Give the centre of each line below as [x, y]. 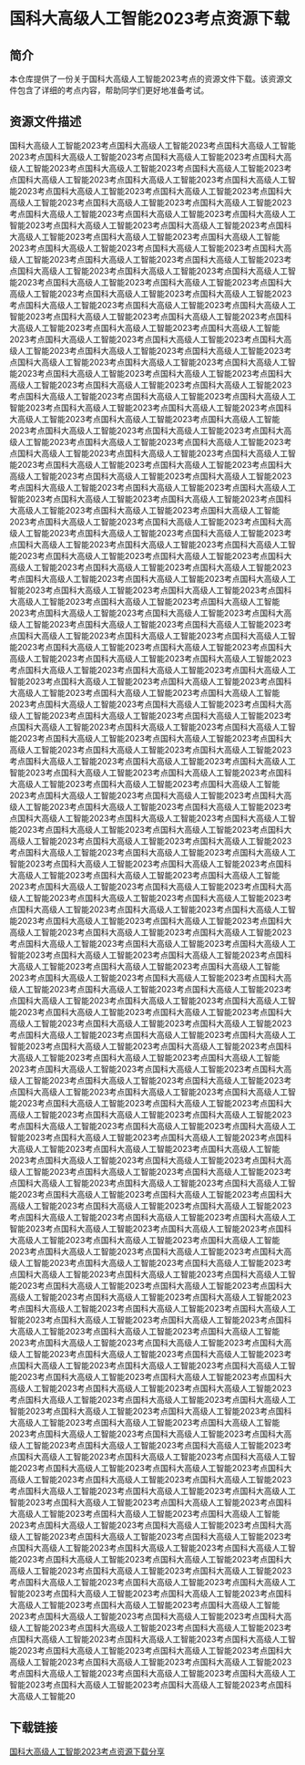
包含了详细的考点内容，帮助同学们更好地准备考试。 [113, 90]
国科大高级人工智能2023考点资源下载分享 [87, 1751]
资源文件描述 [46, 122]
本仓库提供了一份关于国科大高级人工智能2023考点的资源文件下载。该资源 [147, 79]
